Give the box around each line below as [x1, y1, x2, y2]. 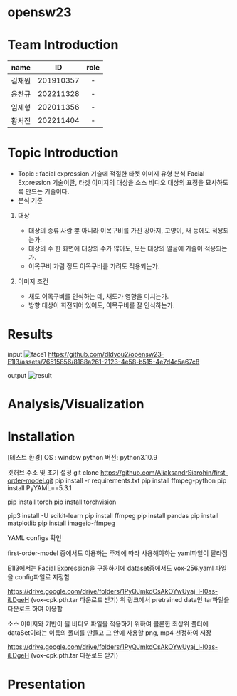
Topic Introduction [7, 145, 119, 161]
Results [7, 327, 53, 342]
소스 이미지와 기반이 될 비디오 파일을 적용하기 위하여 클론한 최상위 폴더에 [7, 620, 209, 628]
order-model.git [7, 476, 53, 485]
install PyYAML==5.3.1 [7, 484, 73, 492]
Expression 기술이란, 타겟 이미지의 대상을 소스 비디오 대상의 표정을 [17, 179, 204, 187]
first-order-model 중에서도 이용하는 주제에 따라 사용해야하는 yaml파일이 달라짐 [7, 549, 228, 557]
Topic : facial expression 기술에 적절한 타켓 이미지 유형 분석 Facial [17, 169, 205, 178]
